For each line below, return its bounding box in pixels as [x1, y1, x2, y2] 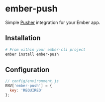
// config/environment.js [5, 79, 59, 84]
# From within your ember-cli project [5, 47, 86, 52]
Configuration [5, 65, 50, 74]
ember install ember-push [5, 52, 59, 57]
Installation [5, 34, 41, 42]
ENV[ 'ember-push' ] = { [5, 83, 52, 89]
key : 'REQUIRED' [9, 88, 43, 93]
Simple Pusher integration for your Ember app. [5, 19, 101, 25]
